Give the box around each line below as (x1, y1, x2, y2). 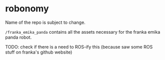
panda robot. (5, 34, 32, 40)
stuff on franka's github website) (5, 49, 72, 55)
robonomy (5, 3, 49, 14)
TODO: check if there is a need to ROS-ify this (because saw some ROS (5, 44, 153, 50)
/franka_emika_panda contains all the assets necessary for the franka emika (5, 29, 160, 35)
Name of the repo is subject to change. (5, 19, 86, 25)
